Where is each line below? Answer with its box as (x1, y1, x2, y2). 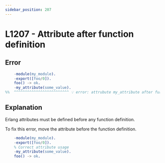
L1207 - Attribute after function (5, 28, 134, 39)
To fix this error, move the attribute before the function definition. (5, 126, 137, 132)
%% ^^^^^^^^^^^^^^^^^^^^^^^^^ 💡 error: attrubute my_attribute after (5, 90, 153, 95)
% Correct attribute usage (14, 145, 69, 150)
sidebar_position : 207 (5, 7, 52, 12)
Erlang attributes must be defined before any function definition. (5, 116, 135, 122)
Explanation (5, 103, 43, 112)
